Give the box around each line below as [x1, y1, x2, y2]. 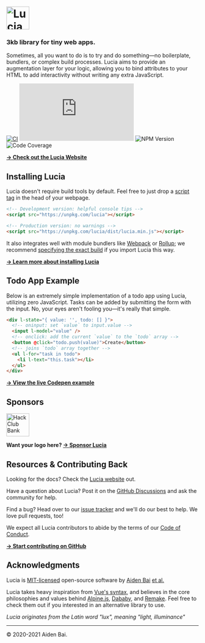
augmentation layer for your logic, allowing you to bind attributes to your [6, 65, 188, 72]
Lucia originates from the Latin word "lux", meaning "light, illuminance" [6, 613, 185, 620]
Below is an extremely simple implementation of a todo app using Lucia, [6, 291, 187, 299]
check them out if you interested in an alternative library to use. [6, 601, 166, 609]
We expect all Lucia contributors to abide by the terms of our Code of [6, 524, 181, 531]
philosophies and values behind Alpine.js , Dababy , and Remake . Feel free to [6, 595, 197, 602]
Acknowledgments [6, 560, 81, 571]
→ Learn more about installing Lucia [6, 258, 99, 265]
